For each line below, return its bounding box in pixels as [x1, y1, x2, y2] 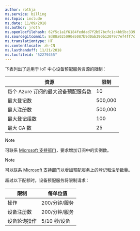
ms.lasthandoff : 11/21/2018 [5, 48, 62, 52]
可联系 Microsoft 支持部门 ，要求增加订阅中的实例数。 [5, 148, 111, 153]
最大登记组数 [7, 115, 37, 122]
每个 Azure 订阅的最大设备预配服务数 [7, 88, 92, 95]
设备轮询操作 [7, 218, 37, 225]
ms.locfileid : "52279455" [5, 52, 57, 57]
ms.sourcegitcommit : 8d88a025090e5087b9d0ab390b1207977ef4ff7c [5, 34, 136, 39]
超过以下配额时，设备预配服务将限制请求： [5, 178, 90, 183]
